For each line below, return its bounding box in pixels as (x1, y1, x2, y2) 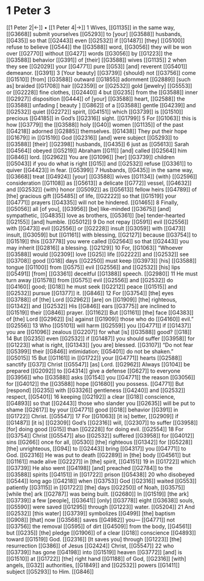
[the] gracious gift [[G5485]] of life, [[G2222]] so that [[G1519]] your (6, 192, 177, 199)
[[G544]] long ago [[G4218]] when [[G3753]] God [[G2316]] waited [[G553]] (6, 477, 197, 485)
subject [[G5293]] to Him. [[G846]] (6, 568, 94, 575)
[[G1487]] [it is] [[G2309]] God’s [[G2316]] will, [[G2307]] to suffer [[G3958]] (6, 419, 198, 426)
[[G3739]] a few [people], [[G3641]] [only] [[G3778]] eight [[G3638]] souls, (6, 496, 195, 504)
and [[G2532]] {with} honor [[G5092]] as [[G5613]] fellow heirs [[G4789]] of (6, 185, 197, 193)
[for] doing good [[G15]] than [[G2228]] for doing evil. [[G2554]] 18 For (6, 425, 184, 433)
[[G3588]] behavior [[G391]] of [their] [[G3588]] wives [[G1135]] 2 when (6, 56, 187, 63)
